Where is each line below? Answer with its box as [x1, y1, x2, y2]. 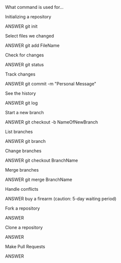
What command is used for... [5, 4, 64, 10]
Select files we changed [5, 33, 54, 39]
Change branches [5, 148, 42, 154]
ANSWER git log [5, 100, 38, 106]
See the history [5, 90, 36, 96]
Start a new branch [5, 110, 44, 115]
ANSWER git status [5, 62, 44, 67]
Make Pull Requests [5, 244, 45, 249]
